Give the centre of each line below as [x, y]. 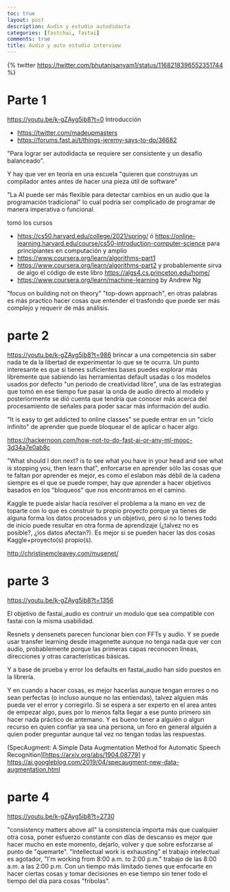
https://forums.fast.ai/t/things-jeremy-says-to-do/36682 [97, 140]
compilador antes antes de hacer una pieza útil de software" [92, 181]
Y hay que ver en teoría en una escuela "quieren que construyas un [102, 174]
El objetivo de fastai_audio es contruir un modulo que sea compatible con [111, 613]
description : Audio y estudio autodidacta [69, 26]
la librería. [21, 676]
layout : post [26, 20]
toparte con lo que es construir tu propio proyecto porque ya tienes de [107, 510]
